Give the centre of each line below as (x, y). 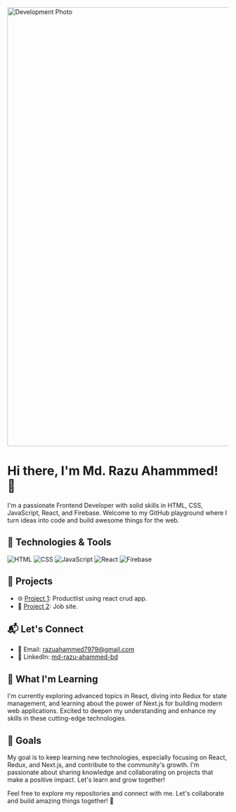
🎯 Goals (25, 740)
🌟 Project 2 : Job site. (48, 606)
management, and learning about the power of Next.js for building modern (115, 703)
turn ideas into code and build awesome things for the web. (93, 520)
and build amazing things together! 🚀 (61, 801)
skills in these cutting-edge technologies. (67, 719)
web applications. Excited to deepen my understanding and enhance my (112, 711)
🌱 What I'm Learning (53, 679)
